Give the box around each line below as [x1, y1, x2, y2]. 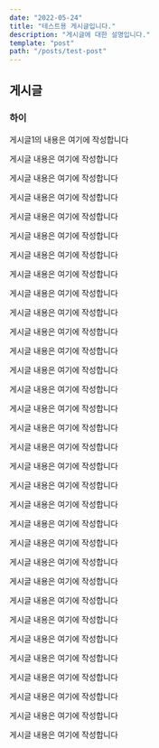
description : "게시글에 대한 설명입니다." [9, 30, 151, 39]
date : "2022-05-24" [9, 13, 83, 23]
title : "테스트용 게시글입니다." [9, 22, 117, 31]
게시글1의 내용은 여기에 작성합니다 [9, 134, 129, 145]
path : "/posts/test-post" [9, 47, 107, 56]
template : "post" [9, 38, 75, 48]
